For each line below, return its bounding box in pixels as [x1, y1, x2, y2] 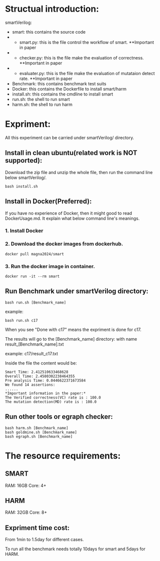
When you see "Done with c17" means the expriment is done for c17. [5, 327, 142, 332]
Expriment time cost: [5, 523, 70, 532]
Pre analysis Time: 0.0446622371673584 [5, 378, 86, 383]
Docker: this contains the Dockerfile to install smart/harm [12, 86, 126, 92]
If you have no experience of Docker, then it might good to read [5, 210, 132, 216]
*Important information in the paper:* [5, 391, 86, 396]
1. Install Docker [5, 228, 44, 234]
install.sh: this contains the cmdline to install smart [12, 91, 113, 97]
